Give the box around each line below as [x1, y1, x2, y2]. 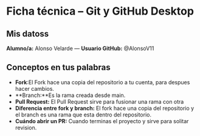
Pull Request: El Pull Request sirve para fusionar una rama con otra [15, 98, 184, 105]
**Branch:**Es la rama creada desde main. [15, 91, 126, 99]
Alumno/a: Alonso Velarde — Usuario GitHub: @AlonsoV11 [6, 45, 154, 52]
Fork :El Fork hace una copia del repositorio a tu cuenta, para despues [15, 78, 190, 86]
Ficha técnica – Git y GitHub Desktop [6, 4, 195, 18]
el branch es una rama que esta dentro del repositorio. [15, 111, 152, 118]
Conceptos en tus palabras [6, 62, 111, 73]
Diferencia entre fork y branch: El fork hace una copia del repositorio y [15, 104, 195, 112]
